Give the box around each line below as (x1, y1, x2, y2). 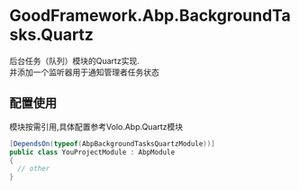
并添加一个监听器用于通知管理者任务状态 (9, 67, 159, 77)
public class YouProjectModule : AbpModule (9, 148, 176, 157)
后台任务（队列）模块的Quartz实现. (9, 55, 140, 66)
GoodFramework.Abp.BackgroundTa (9, 5, 291, 26)
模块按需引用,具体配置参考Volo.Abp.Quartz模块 (9, 121, 184, 131)
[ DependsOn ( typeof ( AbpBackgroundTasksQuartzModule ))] (9, 139, 216, 149)
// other (17, 164, 50, 174)
